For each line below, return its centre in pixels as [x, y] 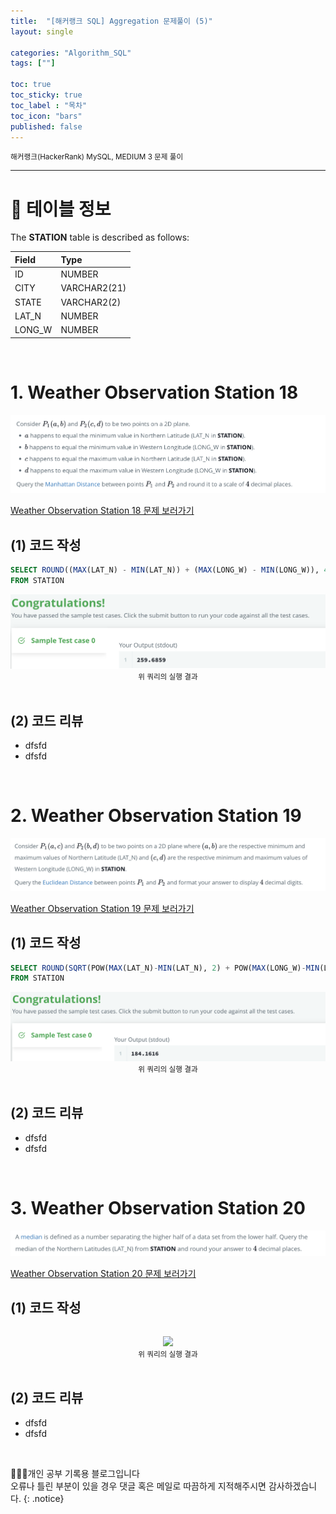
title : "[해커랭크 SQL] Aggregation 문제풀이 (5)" [111, 21]
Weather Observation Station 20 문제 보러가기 [103, 1274]
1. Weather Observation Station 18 [154, 392]
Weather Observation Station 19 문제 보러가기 [102, 908]
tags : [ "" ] [33, 63]
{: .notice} [44, 1498]
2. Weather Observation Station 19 [156, 816]
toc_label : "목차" [49, 105]
